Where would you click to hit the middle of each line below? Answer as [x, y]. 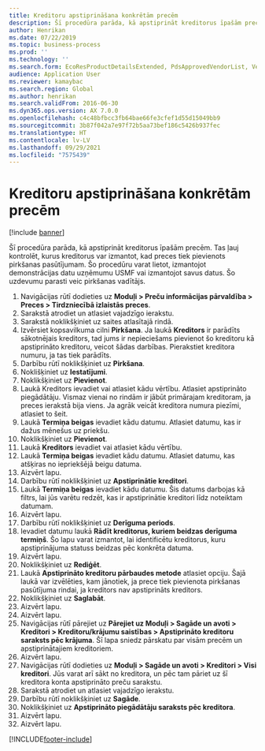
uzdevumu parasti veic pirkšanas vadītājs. [77, 282]
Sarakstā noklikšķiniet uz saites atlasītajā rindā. [97, 322]
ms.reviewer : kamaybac [46, 81]
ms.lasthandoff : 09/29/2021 [55, 148]
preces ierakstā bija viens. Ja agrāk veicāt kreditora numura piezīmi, [131, 405]
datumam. [37, 506]
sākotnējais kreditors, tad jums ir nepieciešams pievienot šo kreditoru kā [137, 338]
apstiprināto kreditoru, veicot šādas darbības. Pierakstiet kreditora [127, 347]
